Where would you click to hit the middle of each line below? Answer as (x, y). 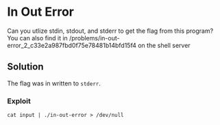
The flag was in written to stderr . (54, 83)
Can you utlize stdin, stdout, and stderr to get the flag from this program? (110, 31)
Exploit (19, 101)
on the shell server (164, 45)
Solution (25, 67)
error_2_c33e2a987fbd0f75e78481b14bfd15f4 (72, 45)
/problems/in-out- (95, 38)
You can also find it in (38, 38)
